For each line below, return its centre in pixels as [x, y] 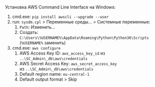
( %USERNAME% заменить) [43, 43]
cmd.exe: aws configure [36, 48]
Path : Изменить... [37, 27]
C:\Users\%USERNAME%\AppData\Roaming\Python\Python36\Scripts [84, 38]
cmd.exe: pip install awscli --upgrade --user [60, 16]
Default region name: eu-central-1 [54, 74]
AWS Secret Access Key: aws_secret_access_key [68, 64]
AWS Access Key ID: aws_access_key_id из [62, 53]
